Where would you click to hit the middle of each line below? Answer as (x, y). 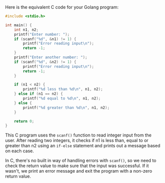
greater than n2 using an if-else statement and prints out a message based (83, 146)
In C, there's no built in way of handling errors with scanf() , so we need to (81, 161)
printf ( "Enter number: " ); (42, 34)
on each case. (20, 151)
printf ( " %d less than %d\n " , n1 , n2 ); (63, 89)
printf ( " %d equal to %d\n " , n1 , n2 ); (62, 98)
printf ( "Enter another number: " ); (51, 57)
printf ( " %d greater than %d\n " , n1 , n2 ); (66, 108)
